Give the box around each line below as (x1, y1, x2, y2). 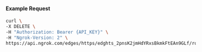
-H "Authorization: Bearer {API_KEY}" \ (5, 29, 109, 35)
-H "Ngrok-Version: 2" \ (5, 35, 68, 41)
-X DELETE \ (5, 24, 36, 30)
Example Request (5, 5, 51, 12)
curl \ (5, 18, 22, 24)
